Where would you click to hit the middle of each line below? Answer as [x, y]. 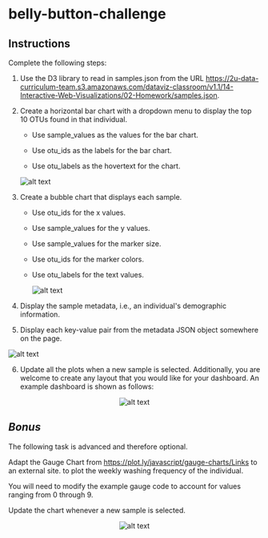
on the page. [41, 338]
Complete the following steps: [58, 63]
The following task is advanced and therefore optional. [98, 447]
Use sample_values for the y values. [91, 228]
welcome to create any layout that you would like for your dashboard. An [140, 378]
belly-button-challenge [87, 14]
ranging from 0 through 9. [51, 495]
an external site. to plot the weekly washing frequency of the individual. [126, 471]
